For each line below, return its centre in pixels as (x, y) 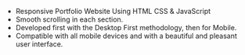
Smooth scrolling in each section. (69, 19)
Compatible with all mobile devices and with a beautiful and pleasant (126, 36)
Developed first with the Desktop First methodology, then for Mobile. (126, 27)
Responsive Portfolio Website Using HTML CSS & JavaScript (113, 11)
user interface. (39, 44)
